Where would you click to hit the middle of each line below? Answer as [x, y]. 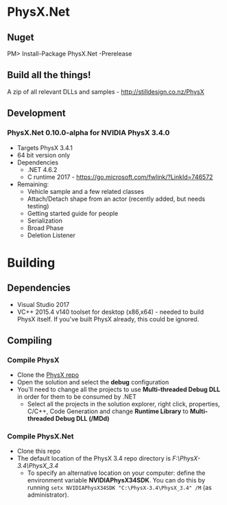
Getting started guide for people [73, 213]
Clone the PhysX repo [48, 375]
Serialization [45, 221]
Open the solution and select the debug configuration [93, 382]
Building [31, 263]
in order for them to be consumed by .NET [77, 397]
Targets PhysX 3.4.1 [45, 147]
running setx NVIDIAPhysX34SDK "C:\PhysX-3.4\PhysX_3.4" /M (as [119, 488]
